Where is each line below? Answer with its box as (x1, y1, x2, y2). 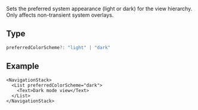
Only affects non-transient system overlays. (6, 11, 114, 19)
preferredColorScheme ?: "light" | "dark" (6, 44, 111, 50)
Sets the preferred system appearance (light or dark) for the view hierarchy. (6, 5, 193, 12)
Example (6, 61, 39, 71)
